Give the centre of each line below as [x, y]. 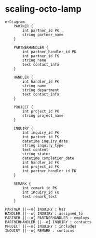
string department [41, 90]
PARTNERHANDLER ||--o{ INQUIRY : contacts [48, 222]
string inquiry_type [43, 145]
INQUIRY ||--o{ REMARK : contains [40, 230]
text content [35, 149]
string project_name [43, 115]
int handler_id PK [41, 81]
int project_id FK [41, 166]
